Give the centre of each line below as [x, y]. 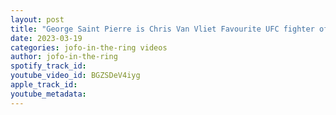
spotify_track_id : [48, 66]
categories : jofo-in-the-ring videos [89, 47]
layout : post [37, 19]
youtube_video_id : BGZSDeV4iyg [75, 76]
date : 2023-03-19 [46, 38]
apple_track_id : [44, 85]
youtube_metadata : [48, 94]
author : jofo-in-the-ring [64, 57]
